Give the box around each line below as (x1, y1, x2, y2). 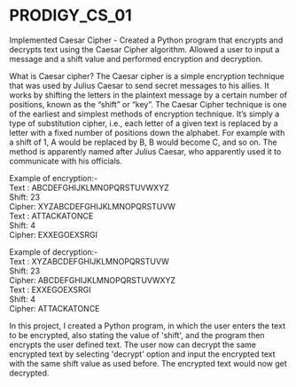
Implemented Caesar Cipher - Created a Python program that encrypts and (9, 35, 284, 45)
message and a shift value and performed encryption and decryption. (9, 53, 263, 64)
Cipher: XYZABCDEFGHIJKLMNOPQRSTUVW (9, 201, 175, 211)
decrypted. (9, 367, 50, 378)
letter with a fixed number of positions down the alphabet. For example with (9, 127, 285, 138)
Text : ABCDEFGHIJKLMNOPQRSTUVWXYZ (9, 182, 170, 193)
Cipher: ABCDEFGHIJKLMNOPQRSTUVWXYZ (9, 274, 175, 285)
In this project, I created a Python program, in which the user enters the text (9, 320, 286, 331)
